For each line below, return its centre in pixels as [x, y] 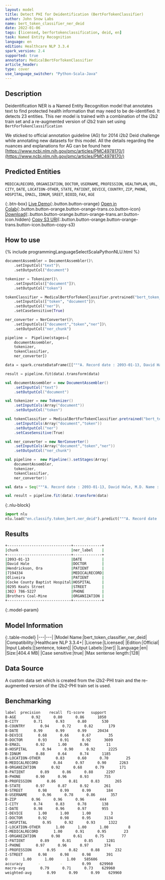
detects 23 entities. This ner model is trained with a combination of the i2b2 [82, 116]
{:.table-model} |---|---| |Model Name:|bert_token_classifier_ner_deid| [76, 637]
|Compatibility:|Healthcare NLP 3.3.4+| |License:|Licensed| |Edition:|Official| [82, 643]
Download [15, 214]
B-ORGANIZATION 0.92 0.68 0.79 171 [66, 768]
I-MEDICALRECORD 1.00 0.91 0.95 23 [67, 832]
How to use [23, 240]
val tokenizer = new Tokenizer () [39, 401]
